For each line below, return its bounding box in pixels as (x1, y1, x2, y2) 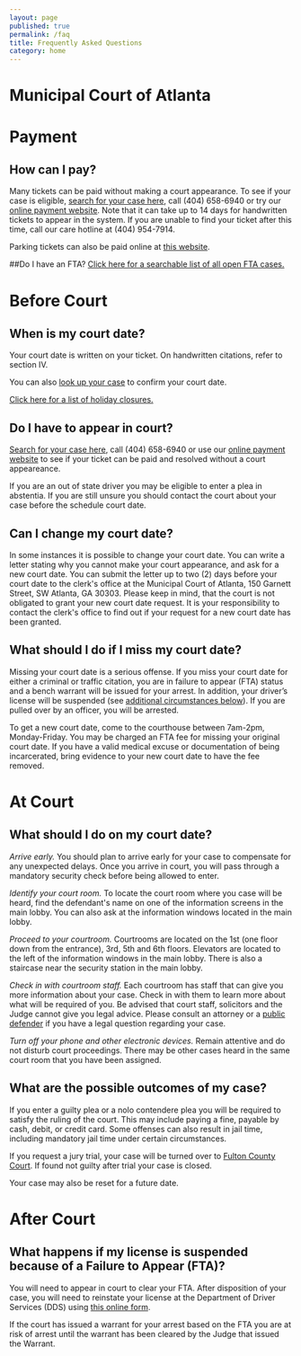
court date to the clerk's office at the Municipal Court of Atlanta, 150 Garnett (9, 578, 292, 589)
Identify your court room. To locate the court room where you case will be (9, 887, 283, 899)
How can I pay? (9, 162, 97, 177)
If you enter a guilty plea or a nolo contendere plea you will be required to (9, 1104, 281, 1115)
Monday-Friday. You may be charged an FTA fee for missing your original (9, 731, 280, 742)
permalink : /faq (9, 30, 70, 39)
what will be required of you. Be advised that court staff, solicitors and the (9, 998, 283, 1009)
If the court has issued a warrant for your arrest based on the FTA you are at (9, 1318, 292, 1330)
